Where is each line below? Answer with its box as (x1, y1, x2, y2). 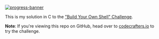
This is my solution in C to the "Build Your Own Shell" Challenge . (5, 14, 133, 19)
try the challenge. (5, 28, 40, 34)
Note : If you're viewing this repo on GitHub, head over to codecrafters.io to (5, 23, 155, 29)
